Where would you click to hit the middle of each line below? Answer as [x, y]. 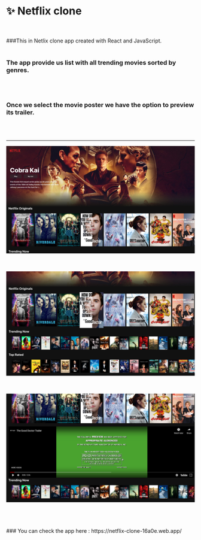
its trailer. [20, 113]
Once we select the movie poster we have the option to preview [100, 105]
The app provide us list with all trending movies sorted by [91, 62]
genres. [18, 70]
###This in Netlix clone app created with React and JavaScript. [84, 41]
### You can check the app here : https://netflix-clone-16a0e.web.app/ [94, 530]
